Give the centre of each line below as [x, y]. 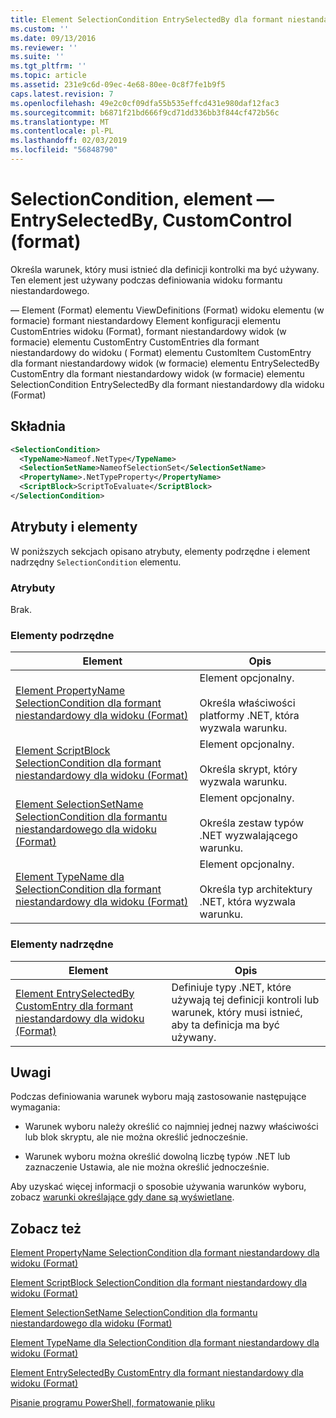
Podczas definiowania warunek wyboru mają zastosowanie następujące [158, 1097]
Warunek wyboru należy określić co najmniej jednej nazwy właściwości [171, 1127]
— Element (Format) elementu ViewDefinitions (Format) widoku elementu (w [167, 310]
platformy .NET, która [249, 716]
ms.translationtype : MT [60, 122]
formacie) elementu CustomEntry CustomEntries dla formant [135, 342]
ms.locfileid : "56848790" [64, 150]
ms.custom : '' [40, 29]
